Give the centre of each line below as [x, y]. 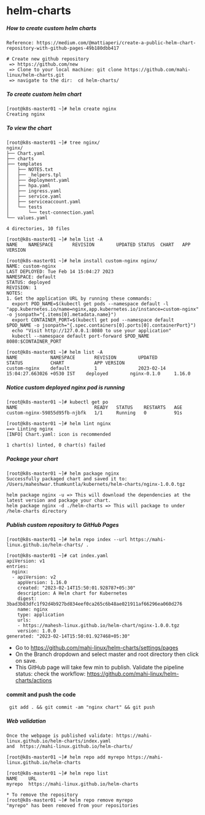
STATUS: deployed [29, 283]
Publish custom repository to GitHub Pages [63, 524]
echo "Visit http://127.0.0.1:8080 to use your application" [92, 331]
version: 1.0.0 [37, 631]
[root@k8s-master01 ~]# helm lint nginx [59, 424]
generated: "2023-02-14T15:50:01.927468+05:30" [68, 636]
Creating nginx [26, 114]
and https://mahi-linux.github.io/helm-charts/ [70, 747]
